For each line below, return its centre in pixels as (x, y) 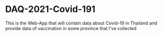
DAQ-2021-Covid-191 (50, 9)
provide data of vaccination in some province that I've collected (71, 28)
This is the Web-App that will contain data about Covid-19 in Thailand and (81, 23)
